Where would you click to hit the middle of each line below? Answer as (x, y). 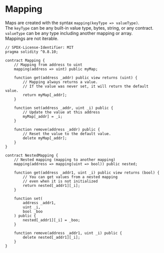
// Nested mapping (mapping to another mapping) (65, 160)
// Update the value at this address (61, 112)
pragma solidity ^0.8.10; (32, 52)
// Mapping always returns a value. (60, 82)
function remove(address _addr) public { (57, 129)
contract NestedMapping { (32, 155)
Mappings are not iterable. (32, 38)
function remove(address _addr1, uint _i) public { (68, 233)
